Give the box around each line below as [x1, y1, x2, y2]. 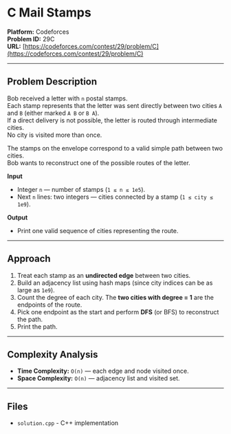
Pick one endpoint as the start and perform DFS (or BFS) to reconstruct [16, 307, 219, 316]
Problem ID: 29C [7, 34, 55, 43]
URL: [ [7, 42, 25, 50]
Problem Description [7, 76, 98, 87]
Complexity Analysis [7, 349, 98, 360]
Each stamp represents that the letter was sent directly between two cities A [7, 101, 222, 109]
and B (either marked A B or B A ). [7, 109, 100, 117]
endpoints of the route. [16, 301, 82, 309]
